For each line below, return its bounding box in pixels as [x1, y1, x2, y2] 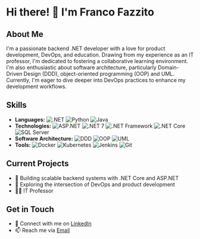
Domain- [157, 64, 180, 71]
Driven [6, 70, 23, 77]
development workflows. [6, 83, 67, 90]
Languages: [14, 116, 45, 123]
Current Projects [6, 159, 69, 169]
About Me [6, 29, 43, 39]
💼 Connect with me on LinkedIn [14, 220, 92, 227]
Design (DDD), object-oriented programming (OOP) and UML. [23, 70, 174, 77]
